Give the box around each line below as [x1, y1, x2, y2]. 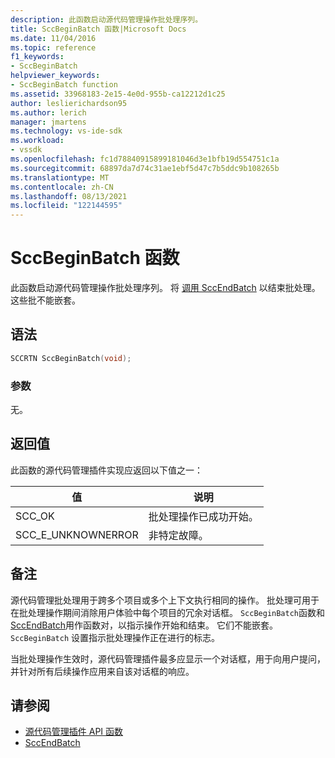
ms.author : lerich [10, 107, 87, 118]
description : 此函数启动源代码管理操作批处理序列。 [10, 14, 203, 25]
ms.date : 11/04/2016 [10, 33, 97, 43]
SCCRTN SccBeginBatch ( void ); [10, 353, 132, 363]
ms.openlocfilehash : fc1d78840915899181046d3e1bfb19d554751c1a [10, 154, 280, 164]
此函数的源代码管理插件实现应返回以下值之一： [10, 464, 203, 476]
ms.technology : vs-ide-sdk [10, 126, 123, 136]
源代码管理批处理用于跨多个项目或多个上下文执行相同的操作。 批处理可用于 [10, 594, 320, 606]
